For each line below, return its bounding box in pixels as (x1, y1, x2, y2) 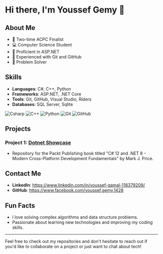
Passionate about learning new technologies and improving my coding (12, 220, 153, 225)
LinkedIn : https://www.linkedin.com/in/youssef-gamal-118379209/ (12, 182, 146, 188)
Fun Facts (5, 201, 35, 209)
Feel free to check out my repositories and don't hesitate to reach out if (5, 239, 147, 244)
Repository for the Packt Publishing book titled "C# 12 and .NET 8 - (12, 150, 147, 156)
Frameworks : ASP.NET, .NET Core (12, 91, 81, 97)
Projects (5, 125, 31, 133)
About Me (5, 24, 35, 32)
